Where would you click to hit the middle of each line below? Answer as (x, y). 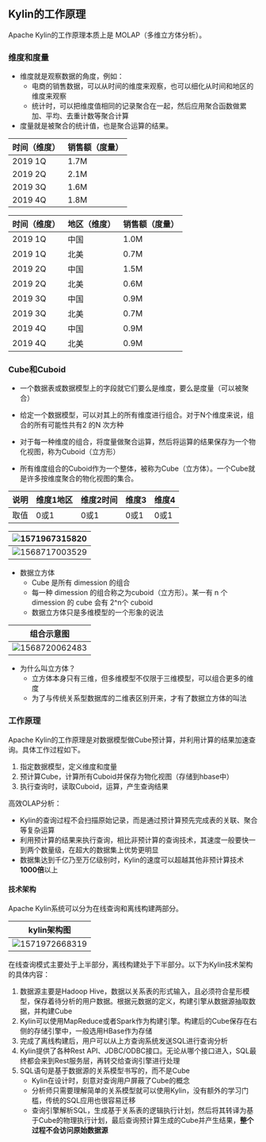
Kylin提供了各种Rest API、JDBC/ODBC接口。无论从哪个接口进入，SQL (135, 1051)
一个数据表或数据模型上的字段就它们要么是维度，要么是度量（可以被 (131, 388)
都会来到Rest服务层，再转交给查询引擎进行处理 (103, 1060)
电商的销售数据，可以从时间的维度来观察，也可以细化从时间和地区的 (142, 87)
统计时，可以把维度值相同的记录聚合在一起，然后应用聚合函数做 (135, 106)
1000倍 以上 (39, 869)
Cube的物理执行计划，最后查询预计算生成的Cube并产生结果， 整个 (146, 1120)
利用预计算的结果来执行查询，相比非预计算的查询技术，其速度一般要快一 (137, 840)
